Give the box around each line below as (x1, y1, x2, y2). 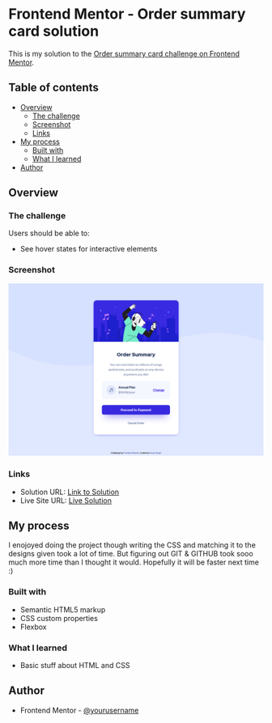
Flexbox (19, 622, 47, 632)
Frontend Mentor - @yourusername (19, 705, 139, 715)
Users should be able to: (8, 228, 91, 239)
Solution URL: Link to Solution (19, 487, 120, 497)
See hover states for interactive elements (19, 244, 158, 254)
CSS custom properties (19, 613, 99, 623)
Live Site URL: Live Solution (19, 495, 112, 505)
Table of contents (8, 81, 99, 95)
